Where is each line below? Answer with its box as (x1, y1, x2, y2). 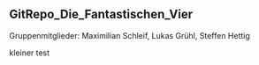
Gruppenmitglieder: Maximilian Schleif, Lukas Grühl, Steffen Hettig (9, 30, 250, 40)
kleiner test (9, 47, 50, 58)
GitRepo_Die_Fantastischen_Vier (9, 7, 194, 22)
